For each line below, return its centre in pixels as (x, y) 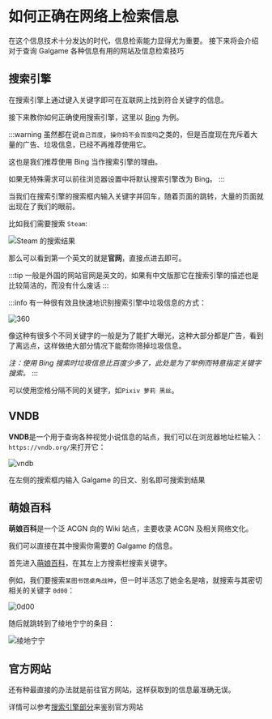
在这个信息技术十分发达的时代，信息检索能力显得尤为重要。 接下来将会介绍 (134, 41)
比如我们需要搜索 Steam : (48, 223)
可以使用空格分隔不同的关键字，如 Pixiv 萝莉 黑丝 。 (93, 390)
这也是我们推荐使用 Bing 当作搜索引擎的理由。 (85, 161)
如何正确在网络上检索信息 (94, 17)
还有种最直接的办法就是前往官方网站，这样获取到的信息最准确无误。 (122, 690)
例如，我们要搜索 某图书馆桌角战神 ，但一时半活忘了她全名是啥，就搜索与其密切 (136, 580)
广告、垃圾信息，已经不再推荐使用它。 (86, 144)
